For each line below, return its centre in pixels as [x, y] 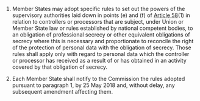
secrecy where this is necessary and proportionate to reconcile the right [103, 41]
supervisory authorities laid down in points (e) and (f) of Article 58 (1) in [101, 15]
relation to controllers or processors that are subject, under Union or [98, 22]
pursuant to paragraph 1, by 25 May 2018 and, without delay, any [93, 85]
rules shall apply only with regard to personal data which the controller [101, 54]
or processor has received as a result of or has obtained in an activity [99, 61]
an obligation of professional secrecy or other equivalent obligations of [101, 35]
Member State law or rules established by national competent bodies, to [102, 28]
